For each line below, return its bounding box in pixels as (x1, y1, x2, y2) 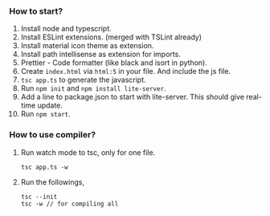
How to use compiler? (9, 129, 96, 141)
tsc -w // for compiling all (20, 199, 119, 208)
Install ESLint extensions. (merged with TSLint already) (20, 32, 202, 42)
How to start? (9, 6, 63, 17)
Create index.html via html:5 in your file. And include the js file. (20, 67, 231, 76)
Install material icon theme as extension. (20, 41, 154, 51)
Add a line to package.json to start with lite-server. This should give (20, 92, 244, 102)
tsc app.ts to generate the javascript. (20, 75, 146, 85)
